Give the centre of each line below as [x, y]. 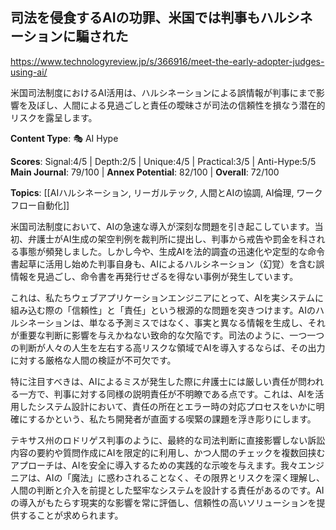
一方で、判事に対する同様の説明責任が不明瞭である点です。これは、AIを [167, 394]
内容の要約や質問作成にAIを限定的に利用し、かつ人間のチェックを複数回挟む [168, 452]
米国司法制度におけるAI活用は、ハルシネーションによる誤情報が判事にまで [163, 92]
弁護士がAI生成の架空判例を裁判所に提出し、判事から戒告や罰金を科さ [172, 239]
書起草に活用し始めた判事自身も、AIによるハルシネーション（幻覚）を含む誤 [167, 264]
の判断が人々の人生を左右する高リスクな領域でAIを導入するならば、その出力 [168, 347]
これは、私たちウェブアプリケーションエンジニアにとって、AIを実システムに [167, 297]
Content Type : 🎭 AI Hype [64, 138]
